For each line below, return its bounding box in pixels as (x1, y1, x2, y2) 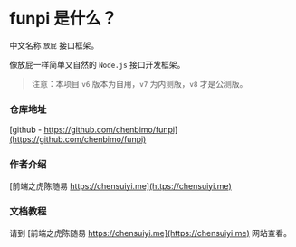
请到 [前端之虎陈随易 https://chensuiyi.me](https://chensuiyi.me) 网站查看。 (9, 227, 292, 238)
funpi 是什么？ (9, 8, 118, 29)
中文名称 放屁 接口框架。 (9, 40, 100, 51)
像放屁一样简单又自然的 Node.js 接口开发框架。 (9, 59, 186, 70)
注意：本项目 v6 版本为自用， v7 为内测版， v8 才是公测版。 (31, 78, 248, 89)
